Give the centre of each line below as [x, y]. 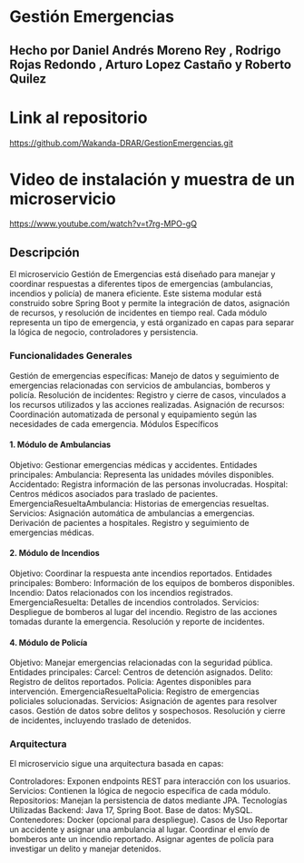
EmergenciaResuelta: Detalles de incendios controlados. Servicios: [134, 602]
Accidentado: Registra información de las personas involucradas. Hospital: [149, 484]
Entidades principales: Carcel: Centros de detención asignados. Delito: [142, 672]
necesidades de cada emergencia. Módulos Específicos [114, 423]
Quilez [28, 79]
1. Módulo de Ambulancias [60, 445]
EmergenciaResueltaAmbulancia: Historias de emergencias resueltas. [139, 503]
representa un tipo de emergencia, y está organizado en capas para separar [152, 322]
